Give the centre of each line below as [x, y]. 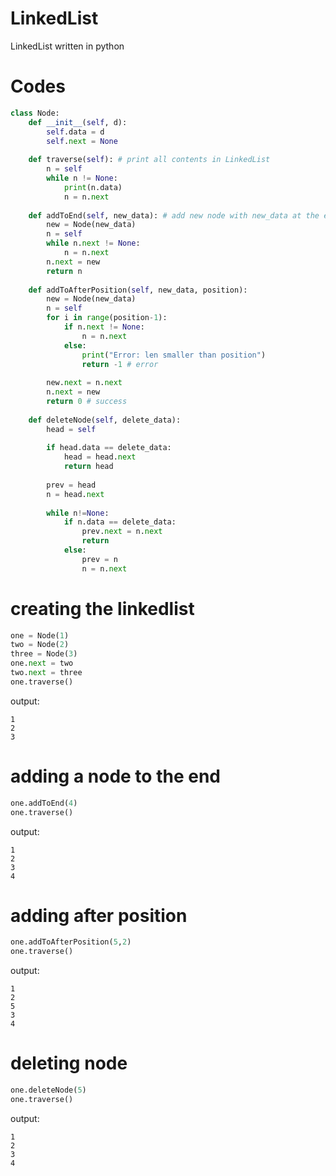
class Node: [35, 113]
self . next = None [82, 141]
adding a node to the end [115, 776]
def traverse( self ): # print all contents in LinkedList [149, 160]
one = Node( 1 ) [40, 635]
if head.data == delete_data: [109, 448]
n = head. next [75, 494]
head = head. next [100, 457]
